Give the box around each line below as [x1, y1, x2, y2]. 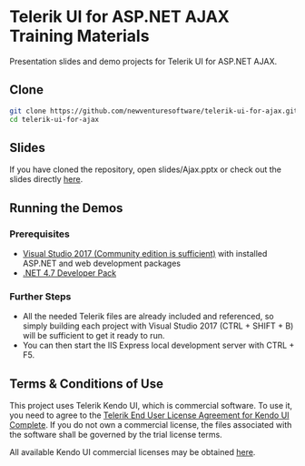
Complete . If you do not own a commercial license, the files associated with [9, 420, 292, 431]
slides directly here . [9, 174, 84, 185]
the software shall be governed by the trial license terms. [9, 430, 222, 441]
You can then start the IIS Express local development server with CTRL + [22, 339, 295, 351]
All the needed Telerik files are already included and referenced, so [22, 311, 274, 322]
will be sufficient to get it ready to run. [22, 330, 165, 341]
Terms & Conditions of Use [9, 376, 163, 391]
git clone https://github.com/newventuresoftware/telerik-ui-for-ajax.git [9, 106, 299, 116]
